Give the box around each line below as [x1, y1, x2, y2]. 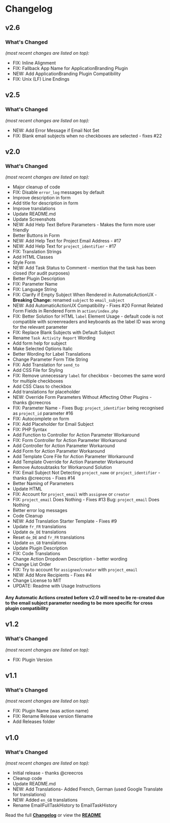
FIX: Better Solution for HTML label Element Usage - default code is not [12, 313, 163, 320]
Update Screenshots [12, 216, 56, 222]
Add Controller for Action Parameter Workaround [12, 442, 115, 449]
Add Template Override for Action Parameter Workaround [12, 459, 133, 465]
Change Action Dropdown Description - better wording [12, 556, 128, 562]
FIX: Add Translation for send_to [12, 362, 80, 368]
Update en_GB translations [12, 540, 67, 546]
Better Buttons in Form [12, 232, 60, 238]
